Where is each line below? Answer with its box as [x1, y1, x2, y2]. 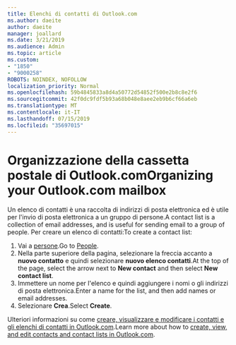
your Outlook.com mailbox [7, 182, 167, 198]
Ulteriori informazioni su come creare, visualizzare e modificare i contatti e [7, 315, 225, 324]
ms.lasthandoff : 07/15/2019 [7, 115, 90, 122]
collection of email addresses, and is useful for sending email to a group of [7, 220, 225, 229]
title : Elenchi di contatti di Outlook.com [7, 10, 138, 18]
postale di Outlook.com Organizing [7, 167, 213, 183]
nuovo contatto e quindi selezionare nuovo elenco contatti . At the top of [17, 257, 229, 265]
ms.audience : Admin [7, 43, 65, 50]
